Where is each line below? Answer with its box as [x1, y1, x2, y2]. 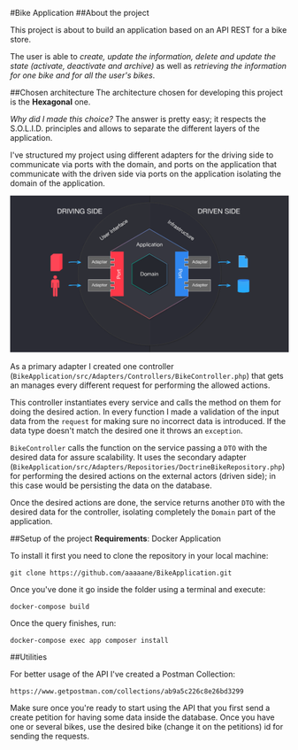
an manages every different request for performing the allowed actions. [10, 380, 271, 390]
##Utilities [10, 652, 48, 662]
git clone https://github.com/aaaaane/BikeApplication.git [10, 568, 233, 577]
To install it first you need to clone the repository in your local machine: [10, 551, 269, 561]
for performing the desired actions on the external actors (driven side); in [10, 471, 277, 481]
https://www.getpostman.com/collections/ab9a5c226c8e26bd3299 [10, 687, 244, 696]
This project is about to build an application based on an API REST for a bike [10, 25, 287, 35]
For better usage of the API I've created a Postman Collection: [10, 669, 235, 679]
